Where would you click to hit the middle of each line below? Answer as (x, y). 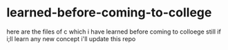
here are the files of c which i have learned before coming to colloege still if (114, 32)
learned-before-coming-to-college (109, 13)
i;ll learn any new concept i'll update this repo (71, 38)
